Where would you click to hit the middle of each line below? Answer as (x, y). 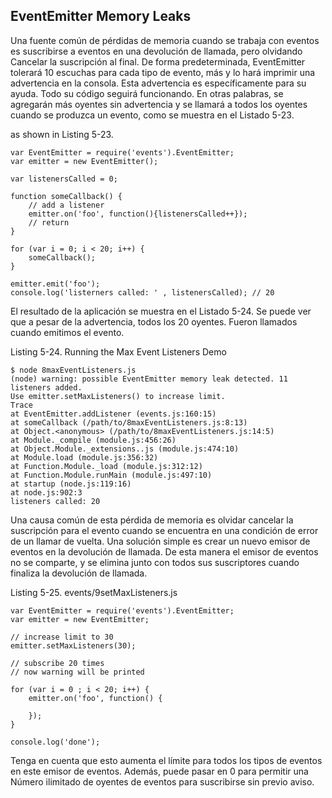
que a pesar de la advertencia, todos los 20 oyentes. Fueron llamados (154, 321)
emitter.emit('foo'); (55, 284)
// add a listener (66, 205)
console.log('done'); (55, 742)
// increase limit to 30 (62, 637)
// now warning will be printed (77, 672)
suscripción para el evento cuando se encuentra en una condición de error (164, 530)
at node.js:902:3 (46, 492)
